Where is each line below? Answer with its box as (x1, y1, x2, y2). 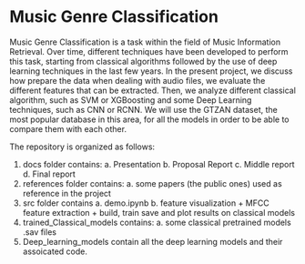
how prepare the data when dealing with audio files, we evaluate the (9, 75, 266, 86)
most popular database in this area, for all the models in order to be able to (9, 114, 290, 125)
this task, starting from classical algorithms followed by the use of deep (9, 56, 278, 66)
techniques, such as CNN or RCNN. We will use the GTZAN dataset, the (9, 104, 278, 115)
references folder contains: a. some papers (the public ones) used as (22, 178, 282, 188)
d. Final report (22, 168, 76, 179)
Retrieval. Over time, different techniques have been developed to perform (9, 46, 289, 56)
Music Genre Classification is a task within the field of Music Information (9, 36, 280, 47)
